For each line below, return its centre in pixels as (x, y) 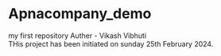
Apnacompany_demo (80, 14)
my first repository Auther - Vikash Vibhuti (78, 35)
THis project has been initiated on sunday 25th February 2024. (111, 43)
